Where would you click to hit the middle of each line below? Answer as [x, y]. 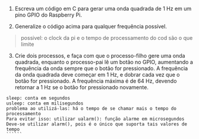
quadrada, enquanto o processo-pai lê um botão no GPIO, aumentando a [104, 62]
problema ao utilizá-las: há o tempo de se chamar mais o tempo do [91, 109]
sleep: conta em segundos [38, 98]
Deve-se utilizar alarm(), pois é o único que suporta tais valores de [97, 124]
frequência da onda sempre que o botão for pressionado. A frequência [101, 68]
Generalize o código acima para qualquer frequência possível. [91, 26]
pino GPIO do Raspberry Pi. [48, 15]
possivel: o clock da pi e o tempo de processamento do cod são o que [107, 38]
